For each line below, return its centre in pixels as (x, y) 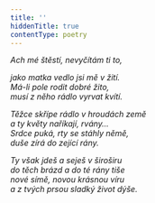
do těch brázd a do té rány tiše (68, 170)
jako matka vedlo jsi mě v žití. (65, 78)
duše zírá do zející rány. (55, 143)
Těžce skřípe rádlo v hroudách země (78, 115)
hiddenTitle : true (45, 26)
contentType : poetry (49, 34)
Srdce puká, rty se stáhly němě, (70, 134)
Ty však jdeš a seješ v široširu (66, 161)
